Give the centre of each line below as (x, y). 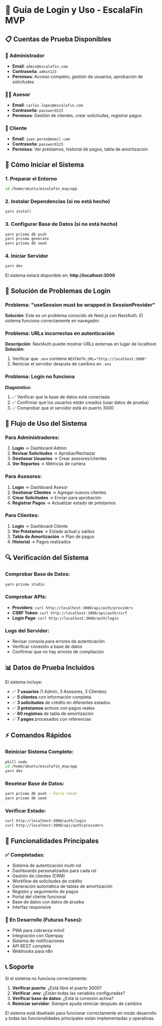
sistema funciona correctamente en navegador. (53, 320)
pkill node (16, 762)
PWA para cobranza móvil (38, 930)
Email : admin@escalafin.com (40, 66)
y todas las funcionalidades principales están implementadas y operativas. (80, 1018)
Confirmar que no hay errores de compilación (58, 652)
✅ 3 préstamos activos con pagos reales (53, 708)
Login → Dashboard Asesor (40, 487)
